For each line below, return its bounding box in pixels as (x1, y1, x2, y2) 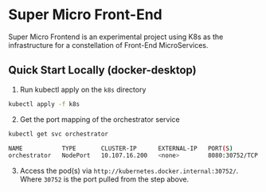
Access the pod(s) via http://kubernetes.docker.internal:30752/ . (19, 166, 239, 176)
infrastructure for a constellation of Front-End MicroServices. (8, 40, 209, 49)
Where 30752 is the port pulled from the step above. (19, 174, 190, 184)
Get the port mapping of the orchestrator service (19, 114, 181, 124)
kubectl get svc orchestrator (8, 130, 109, 138)
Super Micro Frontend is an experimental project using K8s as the (8, 32, 224, 41)
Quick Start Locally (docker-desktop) (8, 64, 197, 77)
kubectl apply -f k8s (8, 100, 80, 108)
